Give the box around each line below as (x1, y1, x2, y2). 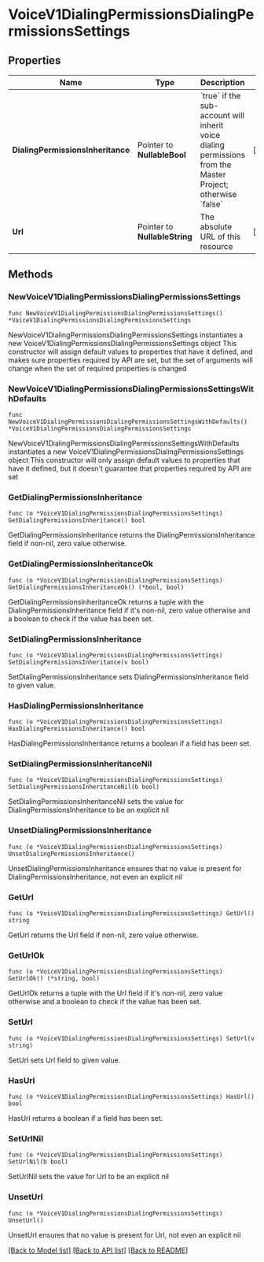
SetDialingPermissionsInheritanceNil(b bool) (8, 783, 159, 791)
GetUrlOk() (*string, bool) (8, 975, 101, 983)
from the (200, 159, 232, 170)
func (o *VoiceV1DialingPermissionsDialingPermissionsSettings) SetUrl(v (8, 1034, 255, 1042)
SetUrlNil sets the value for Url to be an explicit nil (8, 1172, 169, 1182)
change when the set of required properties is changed (8, 363, 187, 373)
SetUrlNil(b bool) (8, 1158, 68, 1166)
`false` (200, 199, 224, 210)
